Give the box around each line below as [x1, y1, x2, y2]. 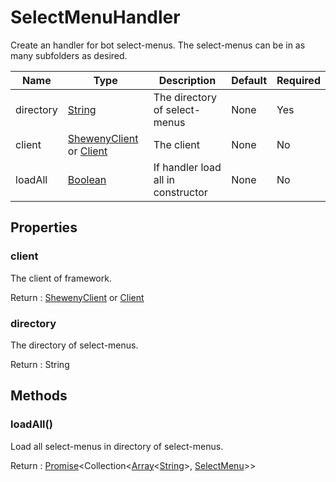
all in [153, 172, 176, 186]
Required [276, 73, 321, 87]
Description [158, 73, 217, 87]
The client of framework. [10, 272, 112, 284]
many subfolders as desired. [10, 49, 128, 61]
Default [231, 73, 268, 87]
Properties [10, 219, 78, 236]
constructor [153, 185, 208, 199]
